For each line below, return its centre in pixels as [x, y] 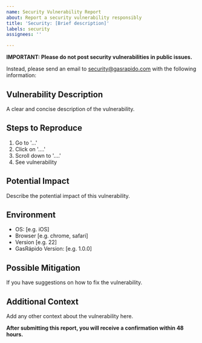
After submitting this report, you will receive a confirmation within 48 [95, 328]
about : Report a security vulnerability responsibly [74, 18]
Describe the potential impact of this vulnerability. [68, 195]
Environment [31, 215]
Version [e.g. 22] [36, 242]
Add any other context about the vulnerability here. [70, 316]
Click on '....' [30, 149]
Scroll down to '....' [38, 155]
